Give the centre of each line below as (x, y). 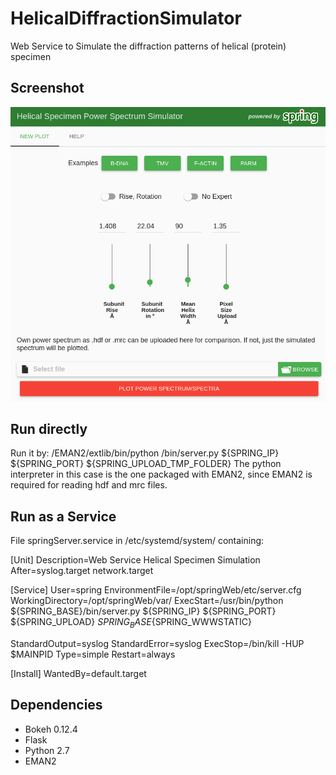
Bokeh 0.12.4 (51, 729)
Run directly (49, 429)
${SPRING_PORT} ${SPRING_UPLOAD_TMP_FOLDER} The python (146, 464)
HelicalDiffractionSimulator (126, 18)
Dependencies (56, 705)
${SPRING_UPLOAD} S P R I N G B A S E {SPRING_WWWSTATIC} (131, 623)
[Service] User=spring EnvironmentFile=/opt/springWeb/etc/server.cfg (156, 590)
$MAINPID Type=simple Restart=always (93, 654)
